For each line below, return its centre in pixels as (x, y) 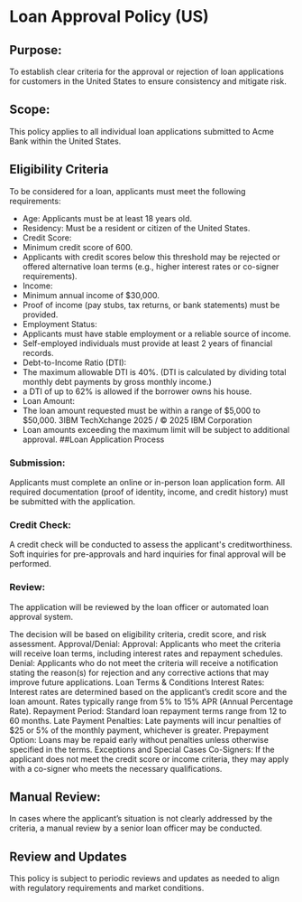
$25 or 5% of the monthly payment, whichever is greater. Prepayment (139, 730)
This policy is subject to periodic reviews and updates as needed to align (144, 879)
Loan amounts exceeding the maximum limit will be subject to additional (156, 429)
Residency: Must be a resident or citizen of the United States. (136, 228)
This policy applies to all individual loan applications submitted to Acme (142, 131)
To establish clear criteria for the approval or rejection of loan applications (146, 71)
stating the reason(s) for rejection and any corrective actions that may (139, 672)
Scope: (30, 110)
